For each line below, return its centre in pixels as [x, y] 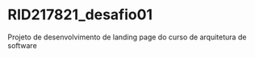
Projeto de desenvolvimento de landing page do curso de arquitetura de [127, 37]
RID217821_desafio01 [80, 15]
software [22, 45]
